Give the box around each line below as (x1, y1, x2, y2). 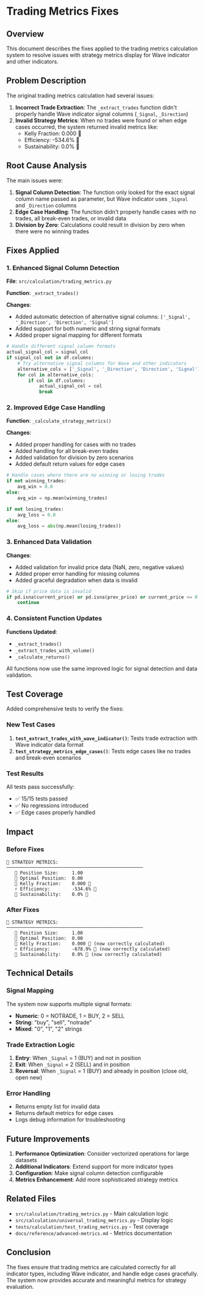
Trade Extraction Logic (6, 1040, 75, 1049)
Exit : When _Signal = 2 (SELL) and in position (15, 1061, 130, 1068)
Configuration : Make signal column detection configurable (15, 1170, 164, 1177)
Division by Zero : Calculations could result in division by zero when (15, 221, 185, 228)
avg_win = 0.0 (17, 483, 53, 490)
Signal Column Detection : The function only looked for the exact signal (15, 188, 195, 196)
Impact (6, 827, 34, 837)
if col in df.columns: (28, 378, 86, 384)
